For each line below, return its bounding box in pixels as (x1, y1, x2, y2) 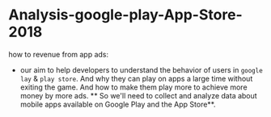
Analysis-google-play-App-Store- (8, 6, 243, 24)
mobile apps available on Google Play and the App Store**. (19, 99, 216, 109)
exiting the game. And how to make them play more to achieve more (19, 82, 248, 92)
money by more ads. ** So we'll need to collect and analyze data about (19, 90, 257, 100)
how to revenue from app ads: (8, 49, 109, 59)
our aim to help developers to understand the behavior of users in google (19, 65, 263, 74)
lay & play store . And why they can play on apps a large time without (19, 73, 253, 83)
